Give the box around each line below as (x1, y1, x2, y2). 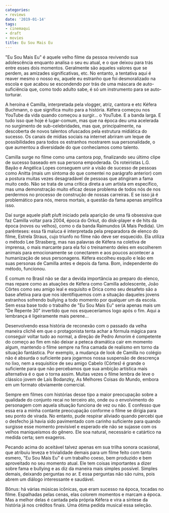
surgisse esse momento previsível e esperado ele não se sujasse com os (5, 423, 157, 429)
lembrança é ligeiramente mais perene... (5, 313, 89, 319)
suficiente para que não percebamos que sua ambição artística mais (5, 365, 148, 371)
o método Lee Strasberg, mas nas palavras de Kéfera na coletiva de (5, 239, 146, 245)
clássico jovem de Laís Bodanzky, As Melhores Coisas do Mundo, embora (5, 376, 159, 382)
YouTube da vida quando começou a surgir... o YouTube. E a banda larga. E (5, 112, 161, 118)
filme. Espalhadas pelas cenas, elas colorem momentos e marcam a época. (5, 491, 162, 497)
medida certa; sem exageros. (5, 434, 66, 440)
